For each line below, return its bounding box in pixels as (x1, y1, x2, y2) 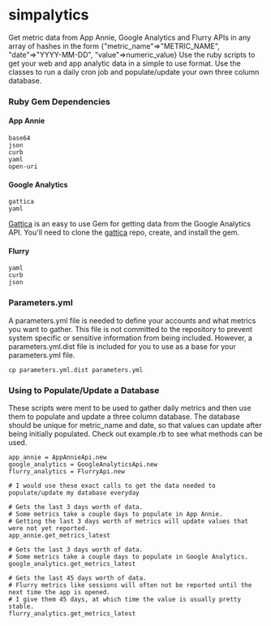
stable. (8, 602, 35, 611)
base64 (8, 134, 31, 143)
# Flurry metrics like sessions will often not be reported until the (8, 581, 252, 589)
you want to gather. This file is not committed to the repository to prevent (8, 324, 253, 334)
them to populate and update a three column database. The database (8, 412, 241, 421)
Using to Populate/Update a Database (8, 384, 160, 395)
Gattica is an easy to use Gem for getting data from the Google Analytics (8, 219, 252, 229)
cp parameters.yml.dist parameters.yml (8, 365, 144, 374)
